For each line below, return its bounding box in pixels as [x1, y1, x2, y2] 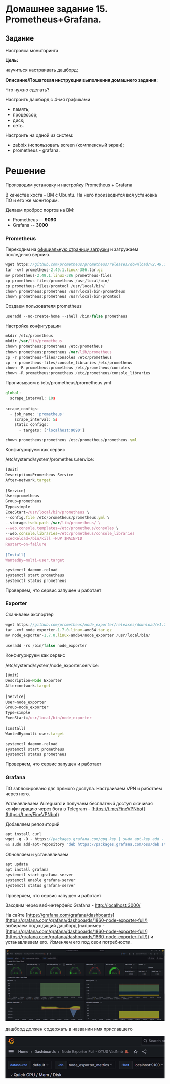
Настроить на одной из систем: [5, 132, 74, 138]
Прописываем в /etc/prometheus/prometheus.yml [5, 380, 111, 386]
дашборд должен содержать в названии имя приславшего [5, 1026, 133, 1032]
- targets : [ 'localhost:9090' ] [18, 428, 85, 433]
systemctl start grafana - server [5, 872, 73, 877]
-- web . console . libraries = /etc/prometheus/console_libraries [5, 531, 135, 536]
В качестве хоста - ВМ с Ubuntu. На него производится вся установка [5, 191, 157, 198]
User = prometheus [5, 493, 39, 499]
